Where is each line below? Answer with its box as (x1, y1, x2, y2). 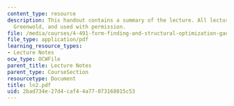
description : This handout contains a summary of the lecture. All (7, 17, 208, 24)
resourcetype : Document (7, 75, 77, 82)
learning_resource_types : (7, 43, 82, 50)
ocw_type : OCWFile (7, 56, 61, 63)
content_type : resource (7, 10, 77, 17)
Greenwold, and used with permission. (13, 23, 127, 30)
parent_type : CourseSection (7, 68, 89, 75)
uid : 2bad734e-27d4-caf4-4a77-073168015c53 (7, 88, 136, 95)
